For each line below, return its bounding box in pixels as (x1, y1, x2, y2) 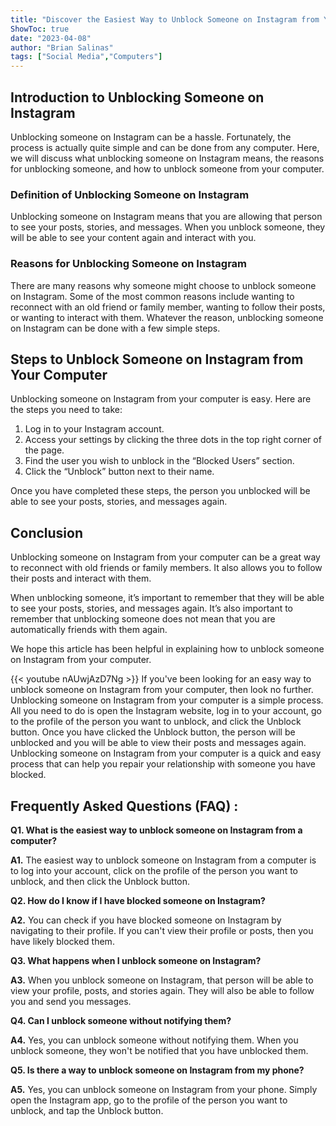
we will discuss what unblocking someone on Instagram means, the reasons (10, 152, 325, 164)
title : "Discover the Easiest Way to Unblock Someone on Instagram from (10, 14, 320, 25)
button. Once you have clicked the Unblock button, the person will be (10, 726, 296, 738)
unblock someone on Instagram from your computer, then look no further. (10, 684, 314, 696)
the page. (24, 444, 65, 456)
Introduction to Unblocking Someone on (10, 89, 265, 106)
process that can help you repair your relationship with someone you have (10, 758, 316, 770)
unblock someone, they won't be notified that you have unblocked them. (10, 1044, 309, 1056)
